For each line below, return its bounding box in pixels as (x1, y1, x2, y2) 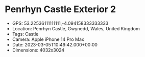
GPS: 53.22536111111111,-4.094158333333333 (12, 20, 109, 26)
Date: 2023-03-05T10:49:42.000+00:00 (12, 41, 98, 47)
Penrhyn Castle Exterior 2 (5, 4, 116, 15)
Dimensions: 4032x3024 (12, 47, 65, 53)
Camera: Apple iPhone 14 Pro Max (12, 36, 85, 42)
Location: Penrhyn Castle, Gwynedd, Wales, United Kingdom (12, 25, 140, 31)
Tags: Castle (12, 31, 39, 37)
